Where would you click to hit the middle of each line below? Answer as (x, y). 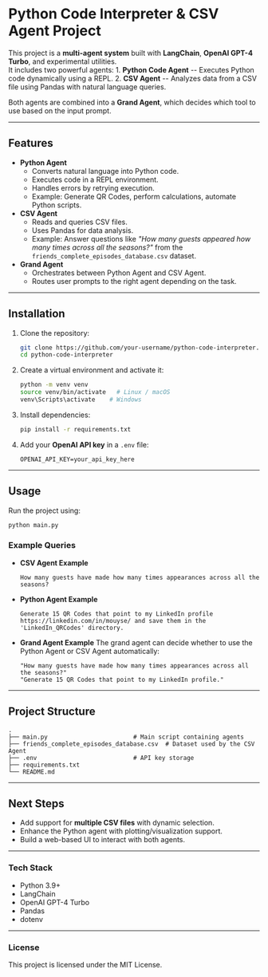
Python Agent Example (59, 599)
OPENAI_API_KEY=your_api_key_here (77, 459)
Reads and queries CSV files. (79, 222)
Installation (37, 314)
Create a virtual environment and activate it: (92, 370)
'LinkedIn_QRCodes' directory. (72, 628)
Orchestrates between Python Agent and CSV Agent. (119, 273)
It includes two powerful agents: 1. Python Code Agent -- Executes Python (132, 69)
